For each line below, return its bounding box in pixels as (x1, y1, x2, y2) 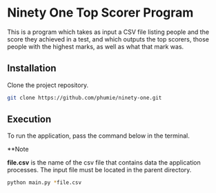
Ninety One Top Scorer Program (7, 5, 194, 21)
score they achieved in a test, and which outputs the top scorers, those (7, 35, 209, 43)
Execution (7, 113, 52, 125)
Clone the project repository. (7, 81, 88, 89)
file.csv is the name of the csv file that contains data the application (7, 158, 202, 167)
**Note (7, 145, 29, 154)
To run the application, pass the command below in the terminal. (7, 131, 190, 140)
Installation (7, 62, 57, 74)
